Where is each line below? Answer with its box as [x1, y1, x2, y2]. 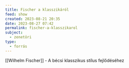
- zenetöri [9, 35, 32, 40]
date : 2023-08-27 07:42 [5, 21, 54, 26]
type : [5, 39, 16, 44]
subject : [5, 30, 23, 35]
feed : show [5, 12, 27, 17]
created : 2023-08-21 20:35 [5, 16, 60, 21]
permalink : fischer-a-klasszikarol [5, 26, 78, 31]
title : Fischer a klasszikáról [5, 7, 69, 12]
